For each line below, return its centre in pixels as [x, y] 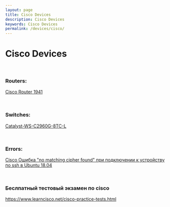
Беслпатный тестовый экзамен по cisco [57, 188]
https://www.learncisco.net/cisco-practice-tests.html [61, 199]
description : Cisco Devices [35, 19]
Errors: [14, 149]
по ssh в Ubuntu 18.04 [29, 165]
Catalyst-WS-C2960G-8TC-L [36, 126]
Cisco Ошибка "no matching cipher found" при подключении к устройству [85, 159]
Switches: [18, 115]
